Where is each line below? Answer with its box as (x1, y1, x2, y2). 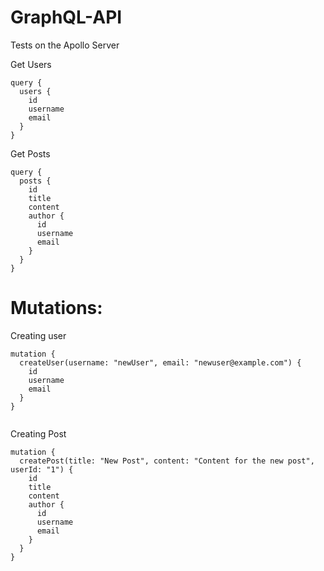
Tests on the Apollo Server (10, 39, 120, 51)
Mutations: (10, 297, 103, 320)
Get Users (10, 58, 52, 70)
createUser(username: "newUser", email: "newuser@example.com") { (19, 357, 302, 368)
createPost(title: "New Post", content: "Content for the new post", (19, 456, 315, 466)
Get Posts (10, 147, 51, 160)
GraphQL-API (10, 6, 123, 29)
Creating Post (10, 427, 67, 440)
